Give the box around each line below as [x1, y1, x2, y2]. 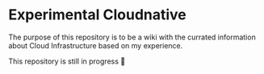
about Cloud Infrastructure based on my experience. [8, 40, 183, 50]
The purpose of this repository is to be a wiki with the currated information [8, 32, 256, 42]
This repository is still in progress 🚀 [8, 56, 126, 66]
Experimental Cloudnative [8, 6, 187, 24]
